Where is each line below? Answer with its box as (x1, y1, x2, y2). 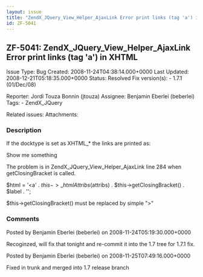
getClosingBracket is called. (6, 170, 76, 177)
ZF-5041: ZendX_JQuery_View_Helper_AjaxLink (6, 42, 191, 53)
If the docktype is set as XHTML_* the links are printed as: (6, 140, 151, 147)
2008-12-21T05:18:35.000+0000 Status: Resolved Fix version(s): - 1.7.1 (6, 75, 182, 82)
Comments (6, 215, 39, 223)
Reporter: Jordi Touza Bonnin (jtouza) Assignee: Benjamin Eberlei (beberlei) (6, 93, 195, 100)
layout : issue (6, 8, 42, 15)
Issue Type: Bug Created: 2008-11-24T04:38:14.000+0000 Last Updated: (6, 68, 189, 76)
